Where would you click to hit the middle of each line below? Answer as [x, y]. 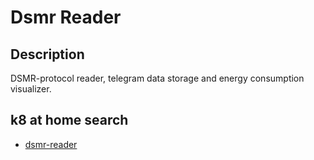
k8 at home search [69, 120]
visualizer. [31, 89]
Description [47, 54]
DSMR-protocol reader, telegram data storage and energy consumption [157, 78]
